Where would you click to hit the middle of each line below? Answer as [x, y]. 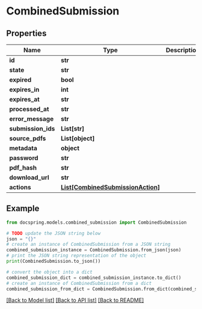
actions [20, 187]
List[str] [73, 129]
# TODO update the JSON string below [54, 233]
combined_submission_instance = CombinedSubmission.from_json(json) [94, 250]
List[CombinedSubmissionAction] [111, 187]
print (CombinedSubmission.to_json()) [54, 262]
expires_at [25, 99]
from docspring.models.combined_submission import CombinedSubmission [96, 222]
